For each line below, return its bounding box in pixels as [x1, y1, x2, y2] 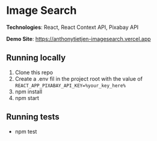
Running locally [6, 52, 66, 63]
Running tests [6, 112, 60, 122]
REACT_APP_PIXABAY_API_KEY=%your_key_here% [14, 83, 126, 89]
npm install [14, 88, 43, 95]
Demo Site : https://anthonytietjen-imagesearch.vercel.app [6, 35, 152, 42]
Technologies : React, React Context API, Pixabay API [6, 23, 139, 31]
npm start [14, 94, 39, 101]
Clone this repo [14, 69, 53, 76]
